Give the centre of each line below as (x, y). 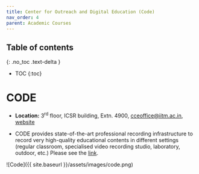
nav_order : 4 (23, 17)
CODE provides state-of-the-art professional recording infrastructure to (104, 134)
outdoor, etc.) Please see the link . (56, 153)
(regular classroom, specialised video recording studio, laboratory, (97, 146)
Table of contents (40, 47)
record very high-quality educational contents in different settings (97, 140)
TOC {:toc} (28, 73)
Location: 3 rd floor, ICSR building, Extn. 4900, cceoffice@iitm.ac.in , (99, 115)
